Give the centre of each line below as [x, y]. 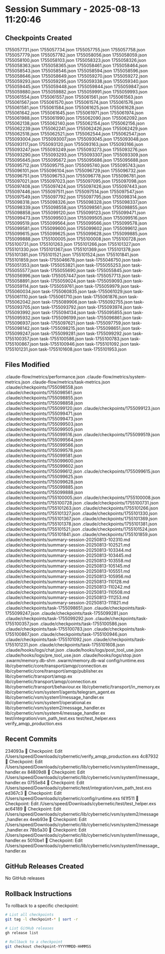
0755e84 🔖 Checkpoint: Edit [56, 782]
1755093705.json [23, 307]
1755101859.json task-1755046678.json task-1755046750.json [68, 260]
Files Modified [28, 365]
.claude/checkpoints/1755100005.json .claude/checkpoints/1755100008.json [83, 498]
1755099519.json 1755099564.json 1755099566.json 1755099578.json [76, 223]
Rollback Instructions [39, 894]
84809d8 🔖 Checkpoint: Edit [56, 772]
